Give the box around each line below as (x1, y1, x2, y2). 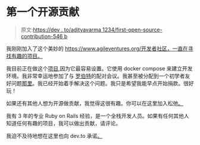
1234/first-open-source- (102, 26, 162, 33)
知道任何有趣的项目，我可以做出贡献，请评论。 (6, 120, 121, 127)
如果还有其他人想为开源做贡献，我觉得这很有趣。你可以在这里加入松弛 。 (6, 99, 183, 107)
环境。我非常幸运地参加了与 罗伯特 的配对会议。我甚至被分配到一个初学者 (6, 72, 185, 79)
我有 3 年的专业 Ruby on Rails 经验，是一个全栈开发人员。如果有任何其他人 (6, 112, 189, 119)
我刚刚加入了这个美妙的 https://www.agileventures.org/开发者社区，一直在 (6, 45, 189, 52)
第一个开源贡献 (6, 5, 80, 19)
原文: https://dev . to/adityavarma (20, 26, 101, 33)
